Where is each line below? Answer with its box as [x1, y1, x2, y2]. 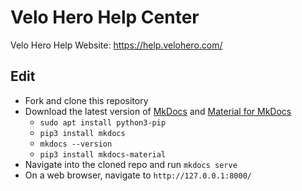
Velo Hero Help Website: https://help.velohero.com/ [10, 39, 223, 51]
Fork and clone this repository [24, 94, 149, 106]
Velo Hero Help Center [10, 6, 200, 29]
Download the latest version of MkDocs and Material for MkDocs [24, 105, 292, 117]
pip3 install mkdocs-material [39, 149, 167, 160]
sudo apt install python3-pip [39, 117, 167, 128]
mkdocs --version [39, 139, 113, 149]
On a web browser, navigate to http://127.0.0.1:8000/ [24, 169, 252, 181]
